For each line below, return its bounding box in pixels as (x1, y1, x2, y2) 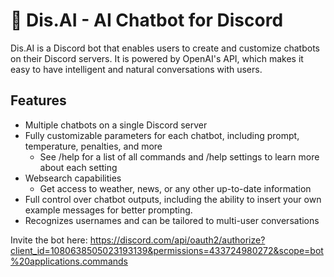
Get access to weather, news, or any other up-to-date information (39, 182, 312, 194)
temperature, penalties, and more (24, 140, 163, 152)
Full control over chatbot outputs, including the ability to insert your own (24, 193, 322, 205)
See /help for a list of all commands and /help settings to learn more (39, 150, 320, 163)
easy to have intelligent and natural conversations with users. (10, 63, 263, 75)
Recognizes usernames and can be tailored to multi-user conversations (24, 214, 320, 226)
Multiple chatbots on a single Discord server (24, 119, 208, 131)
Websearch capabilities (24, 172, 122, 184)
